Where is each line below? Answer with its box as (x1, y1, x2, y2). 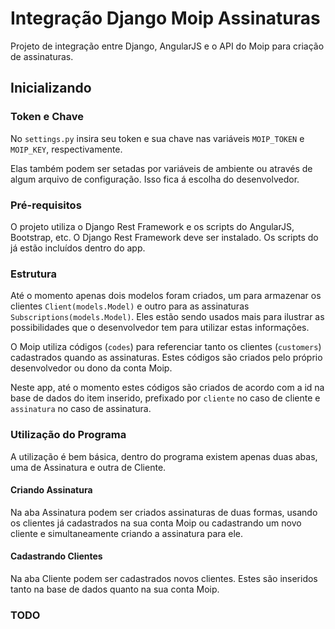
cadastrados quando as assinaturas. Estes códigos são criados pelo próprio (10, 352, 323, 364)
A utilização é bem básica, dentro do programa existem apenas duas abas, (10, 450, 318, 462)
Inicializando (10, 80, 92, 97)
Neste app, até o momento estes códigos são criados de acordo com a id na (10, 382, 325, 394)
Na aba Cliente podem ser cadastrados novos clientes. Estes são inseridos (10, 572, 318, 584)
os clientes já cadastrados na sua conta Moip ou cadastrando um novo (10, 517, 302, 529)
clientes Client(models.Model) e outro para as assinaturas (10, 300, 250, 312)
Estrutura (10, 267, 58, 281)
